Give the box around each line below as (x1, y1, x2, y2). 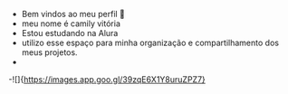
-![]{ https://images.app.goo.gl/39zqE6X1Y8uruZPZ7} (8, 74, 206, 85)
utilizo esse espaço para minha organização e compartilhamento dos (21, 37, 280, 48)
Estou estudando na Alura (21, 28, 119, 38)
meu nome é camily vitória (21, 18, 121, 29)
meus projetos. (21, 47, 78, 58)
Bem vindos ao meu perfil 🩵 (21, 9, 126, 19)
